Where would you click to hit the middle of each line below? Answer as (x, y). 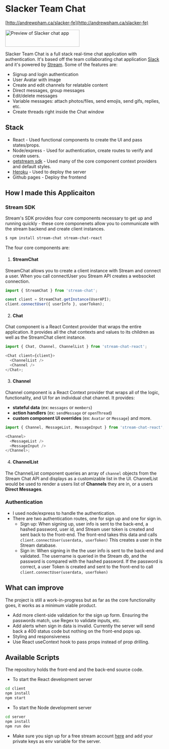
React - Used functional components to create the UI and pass (77, 139)
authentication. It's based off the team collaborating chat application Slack (82, 59)
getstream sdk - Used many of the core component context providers (84, 161)
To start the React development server (52, 680)
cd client (16, 689)
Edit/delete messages (35, 96)
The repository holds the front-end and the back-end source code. (74, 669)
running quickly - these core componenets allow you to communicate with (82, 223)
